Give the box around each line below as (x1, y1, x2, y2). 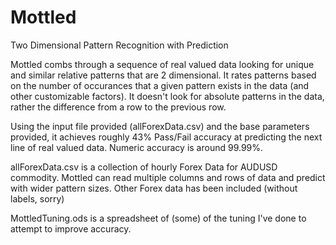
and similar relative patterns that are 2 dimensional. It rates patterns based (10, 69, 317, 81)
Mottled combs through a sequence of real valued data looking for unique (10, 58, 315, 70)
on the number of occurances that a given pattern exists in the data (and (10, 79, 310, 91)
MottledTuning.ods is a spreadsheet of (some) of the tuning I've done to (10, 212, 307, 224)
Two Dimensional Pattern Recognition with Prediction (10, 39, 229, 51)
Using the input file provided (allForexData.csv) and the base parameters (10, 120, 310, 132)
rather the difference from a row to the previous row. (10, 101, 227, 113)
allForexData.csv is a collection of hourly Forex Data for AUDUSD (10, 161, 278, 173)
